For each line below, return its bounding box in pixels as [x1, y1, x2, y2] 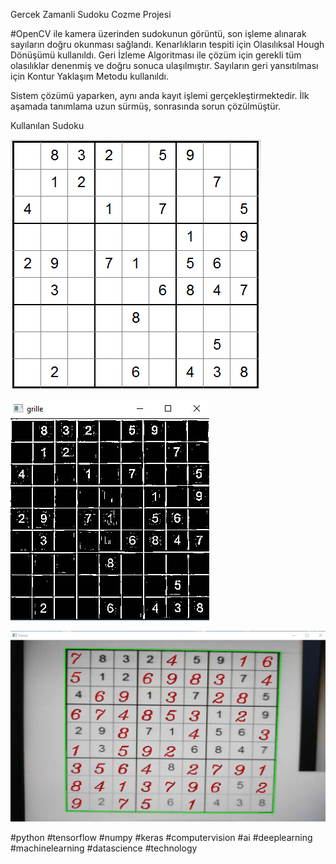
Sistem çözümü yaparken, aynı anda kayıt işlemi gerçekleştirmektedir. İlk [10, 90, 310, 101]
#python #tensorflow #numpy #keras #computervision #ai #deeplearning [10, 832, 313, 844]
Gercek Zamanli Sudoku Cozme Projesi [10, 9, 172, 20]
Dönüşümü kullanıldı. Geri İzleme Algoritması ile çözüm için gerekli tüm [10, 49, 302, 61]
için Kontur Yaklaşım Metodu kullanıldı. [10, 70, 169, 82]
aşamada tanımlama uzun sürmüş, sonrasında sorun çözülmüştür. [10, 100, 281, 112]
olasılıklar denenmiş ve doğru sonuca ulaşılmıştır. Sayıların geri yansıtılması [10, 60, 319, 71]
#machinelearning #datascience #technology [10, 842, 198, 854]
